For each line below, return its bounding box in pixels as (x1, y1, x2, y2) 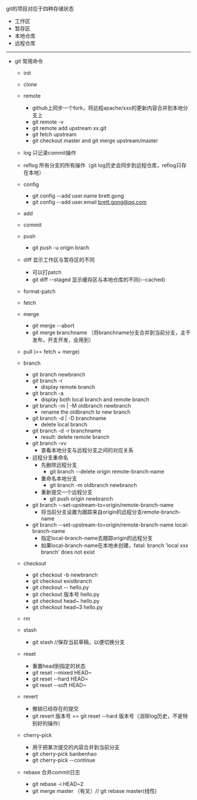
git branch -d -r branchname (32, 427, 101, 434)
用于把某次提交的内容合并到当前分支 (32, 744, 120, 751)
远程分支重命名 (32, 454, 69, 461)
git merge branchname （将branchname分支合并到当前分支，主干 (32, 329, 191, 336)
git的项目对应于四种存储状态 (6, 5, 74, 12)
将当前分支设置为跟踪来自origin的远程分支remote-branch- (40, 508, 181, 515)
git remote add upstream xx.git (32, 125, 107, 131)
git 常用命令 (14, 58, 43, 65)
